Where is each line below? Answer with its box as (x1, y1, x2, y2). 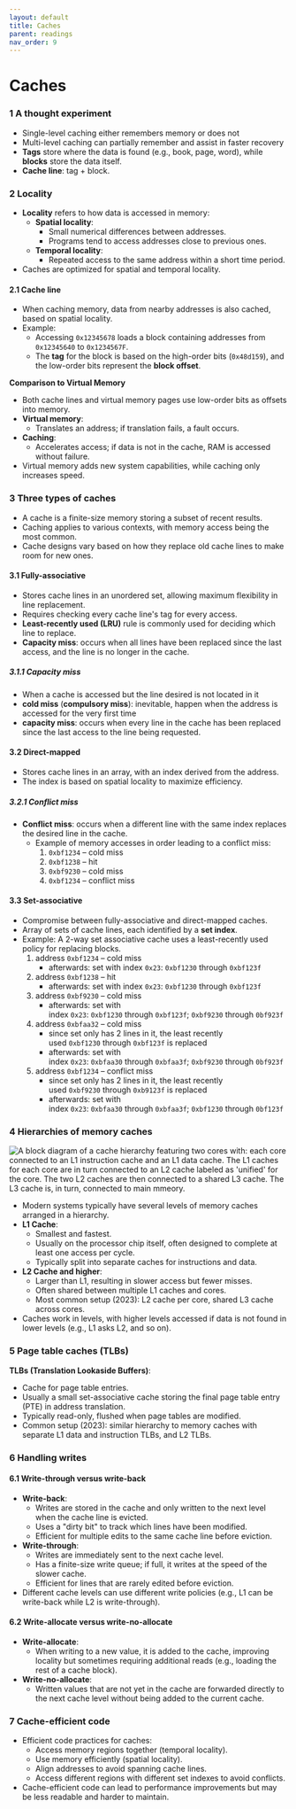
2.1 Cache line (9, 284, 62, 295)
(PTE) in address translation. (21, 1401, 126, 1411)
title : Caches (9, 21, 62, 30)
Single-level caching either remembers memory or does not (21, 128, 240, 138)
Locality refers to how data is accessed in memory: (21, 207, 210, 218)
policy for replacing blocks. (21, 943, 122, 954)
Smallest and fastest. (34, 1229, 112, 1239)
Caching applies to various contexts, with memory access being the (21, 522, 269, 532)
